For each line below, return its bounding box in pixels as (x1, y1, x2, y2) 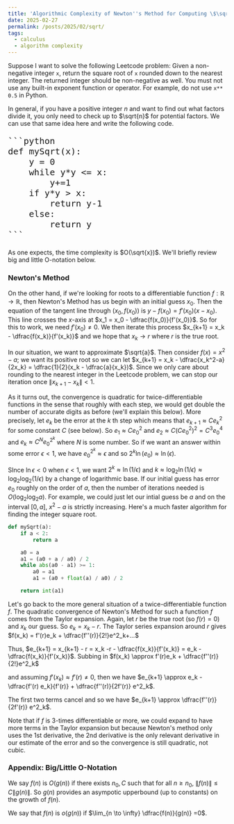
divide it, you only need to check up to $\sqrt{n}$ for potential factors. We (8, 112, 220, 120)
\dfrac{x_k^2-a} (179, 356, 225, 364)
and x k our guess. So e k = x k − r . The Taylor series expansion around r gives (8, 622, 226, 632)
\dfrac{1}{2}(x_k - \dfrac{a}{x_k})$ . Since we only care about (33, 363, 209, 372)
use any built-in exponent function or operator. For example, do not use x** (8, 84, 224, 92)
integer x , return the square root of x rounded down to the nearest (34, 69, 223, 77)
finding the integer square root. (8, 510, 97, 518)
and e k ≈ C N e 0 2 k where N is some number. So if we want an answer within (8, 435, 221, 448)
